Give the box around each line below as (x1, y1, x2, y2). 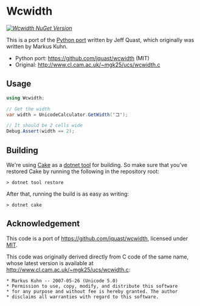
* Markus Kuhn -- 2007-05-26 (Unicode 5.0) (6, 277, 119, 284)
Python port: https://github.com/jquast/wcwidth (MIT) (15, 54, 150, 62)
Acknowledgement (6, 218, 80, 229)
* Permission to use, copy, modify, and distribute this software (6, 283, 178, 289)
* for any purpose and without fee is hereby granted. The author (6, 288, 178, 294)
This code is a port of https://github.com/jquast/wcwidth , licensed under (6, 235, 188, 242)
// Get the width (6, 105, 50, 112)
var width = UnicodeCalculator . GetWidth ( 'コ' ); (6, 112, 128, 118)
